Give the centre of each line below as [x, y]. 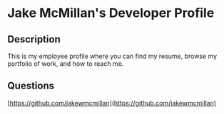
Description [34, 39]
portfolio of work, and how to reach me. [66, 64]
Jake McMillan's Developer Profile [111, 13]
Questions [31, 86]
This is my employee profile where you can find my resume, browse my [112, 56]
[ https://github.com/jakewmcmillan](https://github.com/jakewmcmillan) [112, 103]
